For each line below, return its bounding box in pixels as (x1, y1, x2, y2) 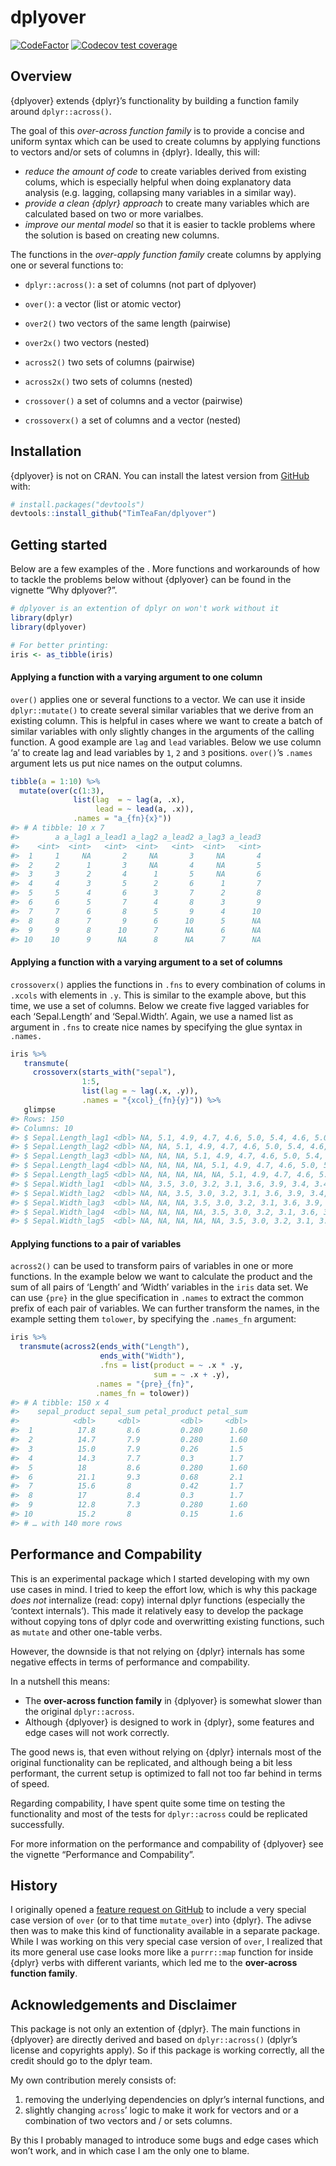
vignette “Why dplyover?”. (10, 584, 118, 596)
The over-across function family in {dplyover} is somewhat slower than (24, 1694, 323, 1706)
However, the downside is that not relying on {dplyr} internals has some (10, 1645, 305, 1657)
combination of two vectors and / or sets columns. (24, 2115, 233, 2127)
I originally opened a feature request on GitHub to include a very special (10, 1904, 307, 1916)
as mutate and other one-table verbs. (10, 1626, 163, 1638)
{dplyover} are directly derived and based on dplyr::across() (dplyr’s (10, 2034, 298, 2046)
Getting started (10, 536, 108, 553)
